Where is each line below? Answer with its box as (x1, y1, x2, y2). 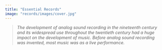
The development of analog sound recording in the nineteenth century (16, 24, 157, 30)
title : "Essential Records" (5, 7, 62, 12)
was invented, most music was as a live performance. (16, 40, 125, 45)
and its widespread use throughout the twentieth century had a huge (16, 30, 155, 35)
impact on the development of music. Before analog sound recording (16, 34, 155, 40)
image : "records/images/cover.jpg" (5, 11, 77, 16)
